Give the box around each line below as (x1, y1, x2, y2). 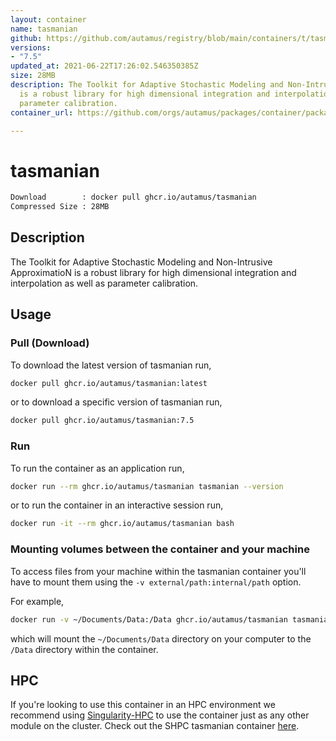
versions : (10, 42, 52, 53)
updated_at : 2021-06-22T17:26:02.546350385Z (10, 61, 199, 71)
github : (10, 33, 43, 43)
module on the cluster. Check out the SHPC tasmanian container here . (10, 720, 300, 732)
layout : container (10, 14, 87, 25)
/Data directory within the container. (10, 643, 159, 655)
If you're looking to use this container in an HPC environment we (10, 699, 276, 711)
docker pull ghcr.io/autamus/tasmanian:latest (10, 378, 208, 388)
